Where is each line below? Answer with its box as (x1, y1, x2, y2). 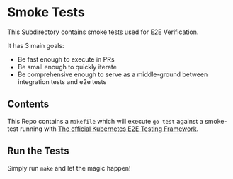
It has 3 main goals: (7, 41, 65, 50)
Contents (7, 98, 50, 110)
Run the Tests (7, 145, 69, 157)
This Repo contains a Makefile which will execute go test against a (7, 117, 203, 125)
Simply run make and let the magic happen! (7, 163, 131, 172)
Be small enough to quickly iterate (17, 62, 117, 71)
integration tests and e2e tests (17, 77, 107, 86)
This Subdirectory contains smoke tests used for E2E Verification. (7, 28, 199, 36)
